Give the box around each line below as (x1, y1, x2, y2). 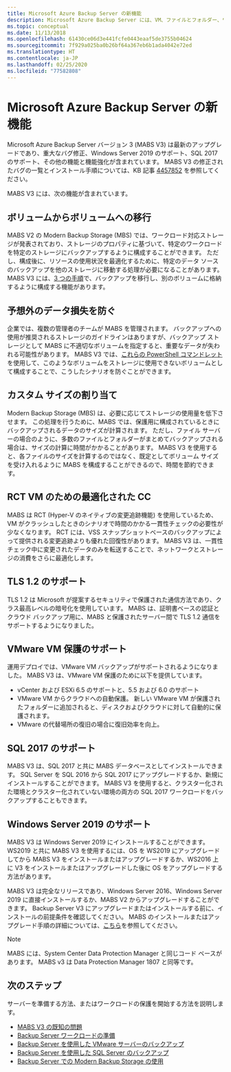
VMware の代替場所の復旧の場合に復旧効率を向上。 (16, 720, 164, 729)
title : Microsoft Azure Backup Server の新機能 (7, 10, 142, 17)
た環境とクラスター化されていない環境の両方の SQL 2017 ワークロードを (7, 788, 212, 796)
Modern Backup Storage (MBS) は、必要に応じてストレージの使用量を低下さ (7, 408, 224, 417)
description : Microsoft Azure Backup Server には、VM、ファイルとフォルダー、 (7, 17, 223, 23)
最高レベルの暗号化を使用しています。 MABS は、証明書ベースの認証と (19, 604, 220, 612)
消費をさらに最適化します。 (19, 554, 98, 562)
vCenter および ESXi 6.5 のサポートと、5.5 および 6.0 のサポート (16, 686, 199, 694)
